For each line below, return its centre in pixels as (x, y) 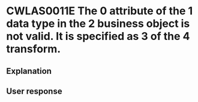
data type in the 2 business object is (98, 24)
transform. (34, 49)
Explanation (29, 71)
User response (34, 91)
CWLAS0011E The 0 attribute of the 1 (100, 11)
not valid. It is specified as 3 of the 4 (98, 36)
